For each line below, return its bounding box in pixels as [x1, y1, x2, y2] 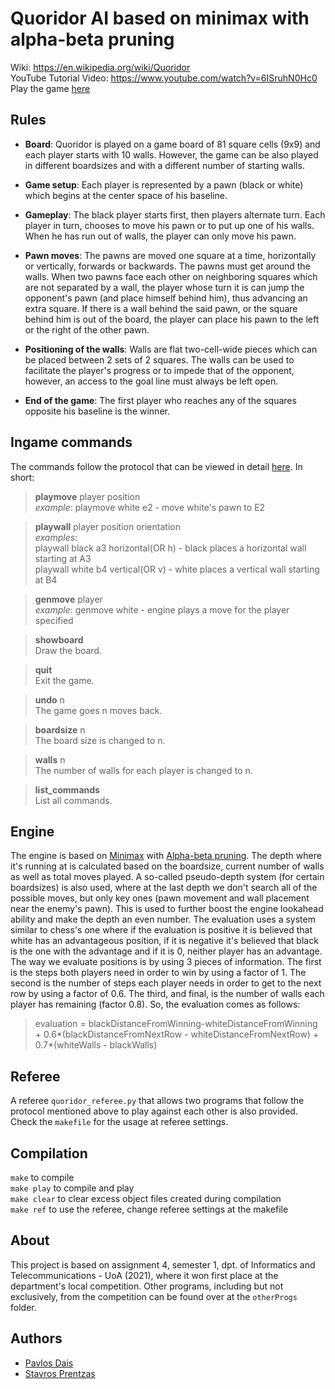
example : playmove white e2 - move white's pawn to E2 [34, 501, 266, 513]
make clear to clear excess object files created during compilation [10, 1193, 282, 1204]
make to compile [10, 1172, 75, 1183]
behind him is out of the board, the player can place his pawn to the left [24, 313, 320, 325]
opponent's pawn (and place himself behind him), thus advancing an [24, 292, 308, 304]
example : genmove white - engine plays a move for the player [34, 603, 290, 616]
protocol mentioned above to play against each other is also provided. [10, 1105, 298, 1117]
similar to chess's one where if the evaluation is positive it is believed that [10, 924, 313, 936]
